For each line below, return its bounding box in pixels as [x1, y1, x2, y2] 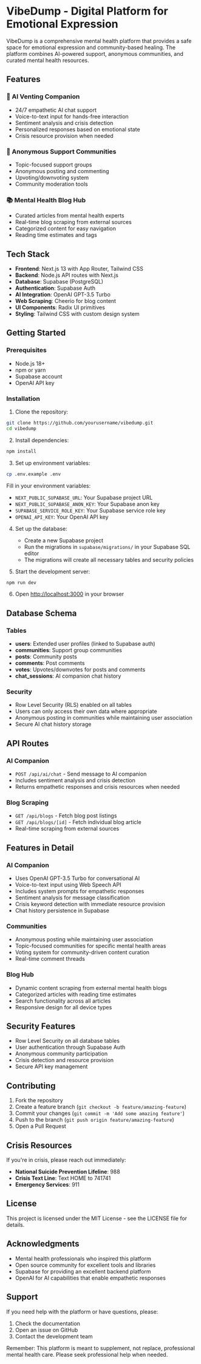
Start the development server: [15, 568, 90, 575]
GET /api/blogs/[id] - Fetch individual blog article [15, 819, 141, 826]
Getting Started [6, 328, 66, 338]
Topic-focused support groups [15, 161, 92, 168]
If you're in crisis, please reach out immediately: [6, 1156, 126, 1164]
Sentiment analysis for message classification [15, 894, 130, 901]
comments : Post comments [15, 660, 85, 667]
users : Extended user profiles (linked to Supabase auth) [15, 640, 156, 647]
